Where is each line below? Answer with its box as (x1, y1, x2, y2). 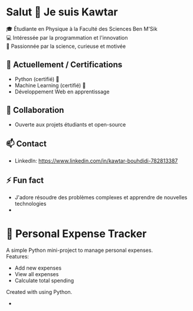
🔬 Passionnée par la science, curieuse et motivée (6, 43, 126, 50)
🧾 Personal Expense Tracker (6, 227, 147, 241)
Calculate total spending (14, 277, 74, 284)
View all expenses (14, 271, 59, 278)
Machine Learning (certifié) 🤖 (14, 82, 86, 89)
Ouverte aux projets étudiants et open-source (14, 121, 126, 128)
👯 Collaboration (6, 105, 64, 115)
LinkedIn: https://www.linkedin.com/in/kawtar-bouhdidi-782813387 (14, 157, 178, 164)
